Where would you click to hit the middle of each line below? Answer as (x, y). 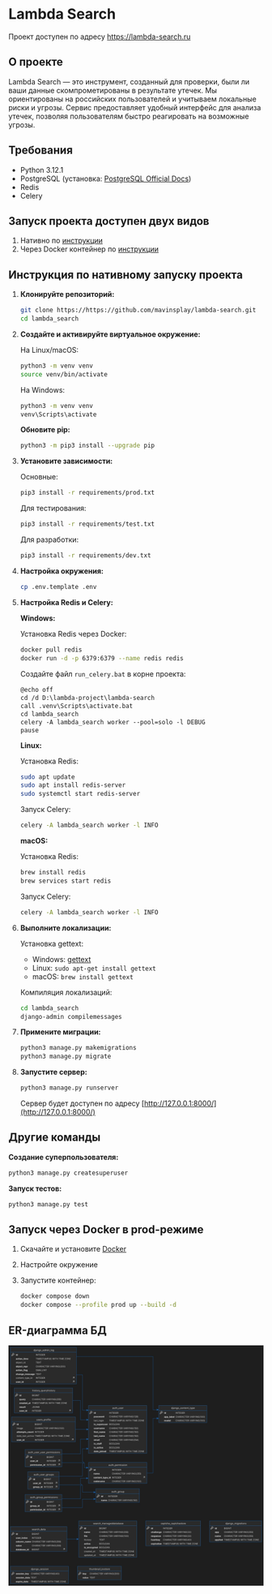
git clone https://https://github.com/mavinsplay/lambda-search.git (138, 310)
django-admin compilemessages (71, 1016)
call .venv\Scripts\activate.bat (76, 706)
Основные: (39, 477)
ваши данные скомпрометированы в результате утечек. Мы (113, 90)
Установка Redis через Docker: (73, 634)
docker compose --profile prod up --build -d (98, 1305)
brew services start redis (66, 881)
